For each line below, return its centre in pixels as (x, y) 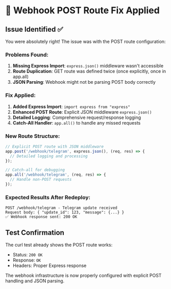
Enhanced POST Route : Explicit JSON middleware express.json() (82, 112)
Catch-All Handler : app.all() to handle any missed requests (77, 123)
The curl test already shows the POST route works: (59, 245)
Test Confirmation (35, 233)
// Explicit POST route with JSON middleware (54, 147)
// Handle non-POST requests (41, 180)
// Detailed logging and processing (49, 156)
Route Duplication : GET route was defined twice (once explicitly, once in (89, 71)
